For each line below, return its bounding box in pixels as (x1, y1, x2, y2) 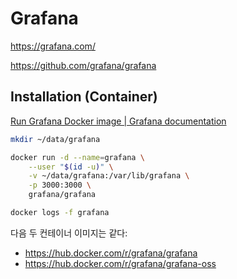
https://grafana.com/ (10, 40, 96, 52)
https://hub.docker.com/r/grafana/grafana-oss (24, 257, 217, 269)
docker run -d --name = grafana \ (10, 152, 145, 162)
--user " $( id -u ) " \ (28, 162, 114, 172)
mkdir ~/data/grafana (10, 134, 101, 144)
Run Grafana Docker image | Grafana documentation (10, 115, 227, 127)
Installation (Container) (10, 88, 158, 106)
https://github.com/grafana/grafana (10, 59, 157, 71)
